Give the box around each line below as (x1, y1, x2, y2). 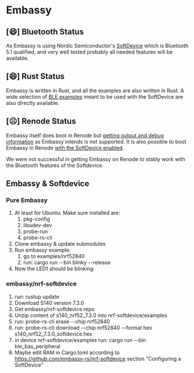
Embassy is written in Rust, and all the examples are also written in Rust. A (6, 87, 185, 94)
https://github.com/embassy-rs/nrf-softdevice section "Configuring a (14, 355, 182, 362)
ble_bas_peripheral (14, 343, 61, 350)
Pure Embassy (6, 196, 48, 204)
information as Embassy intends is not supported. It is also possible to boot (6, 138, 186, 145)
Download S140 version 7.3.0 (14, 299, 84, 306)
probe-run (23, 228, 48, 235)
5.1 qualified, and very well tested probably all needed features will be (6, 48, 173, 55)
